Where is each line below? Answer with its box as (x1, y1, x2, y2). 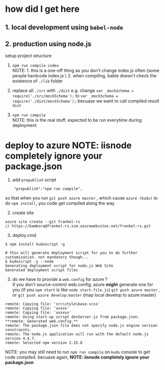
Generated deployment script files (5, 268, 78, 273)
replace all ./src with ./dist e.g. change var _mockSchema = (12, 88, 134, 94)
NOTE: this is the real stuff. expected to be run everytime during (12, 117, 142, 123)
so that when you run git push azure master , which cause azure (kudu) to (5, 195, 158, 201)
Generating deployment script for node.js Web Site (5, 264, 113, 269)
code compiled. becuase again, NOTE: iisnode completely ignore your (5, 354, 149, 360)
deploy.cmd (12, 233, 36, 238)
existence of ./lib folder (12, 78, 63, 84)
